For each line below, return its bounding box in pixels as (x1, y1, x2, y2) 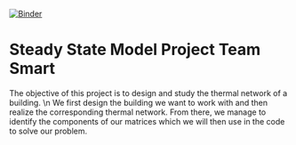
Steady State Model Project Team (9, 40, 260, 60)
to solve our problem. (9, 125, 88, 136)
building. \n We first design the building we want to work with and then (9, 97, 268, 108)
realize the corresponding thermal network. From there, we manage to (9, 107, 267, 117)
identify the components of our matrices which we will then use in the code (9, 116, 285, 126)
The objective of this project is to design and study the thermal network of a (9, 87, 288, 98)
